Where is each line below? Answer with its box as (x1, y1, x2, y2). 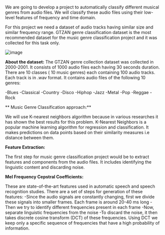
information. (5, 225, 30, 231)
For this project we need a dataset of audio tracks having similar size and (5, 24, 154, 30)
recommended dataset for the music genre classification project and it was (5, 34, 158, 40)
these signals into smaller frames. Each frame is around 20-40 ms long (5, 199, 149, 205)
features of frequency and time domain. (15, 15, 97, 20)
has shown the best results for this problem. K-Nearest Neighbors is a (5, 119, 147, 125)
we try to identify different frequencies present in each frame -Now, (16, 204, 154, 210)
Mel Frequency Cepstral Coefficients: (5, 174, 84, 179)
